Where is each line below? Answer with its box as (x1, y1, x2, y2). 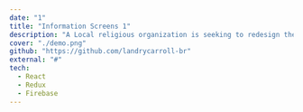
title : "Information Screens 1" (9, 22, 131, 31)
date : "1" (9, 13, 47, 23)
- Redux (17, 80, 47, 89)
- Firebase (17, 89, 59, 98)
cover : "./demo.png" (9, 38, 87, 48)
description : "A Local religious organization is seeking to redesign (9, 30, 280, 39)
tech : (9, 64, 30, 73)
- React (17, 72, 47, 81)
